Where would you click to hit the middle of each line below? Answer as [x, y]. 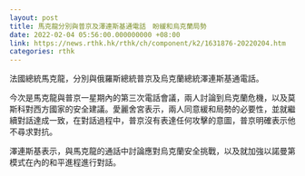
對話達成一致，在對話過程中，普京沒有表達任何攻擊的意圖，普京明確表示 [152, 121]
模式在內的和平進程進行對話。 [65, 162]
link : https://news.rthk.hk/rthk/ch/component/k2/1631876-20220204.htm [148, 43]
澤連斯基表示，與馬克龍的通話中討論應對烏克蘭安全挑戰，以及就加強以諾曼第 [152, 152]
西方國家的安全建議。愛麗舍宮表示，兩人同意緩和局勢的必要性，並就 [160, 109]
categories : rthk [42, 52]
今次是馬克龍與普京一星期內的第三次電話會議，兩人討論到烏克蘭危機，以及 [148, 98]
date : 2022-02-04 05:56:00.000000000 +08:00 [95, 34]
